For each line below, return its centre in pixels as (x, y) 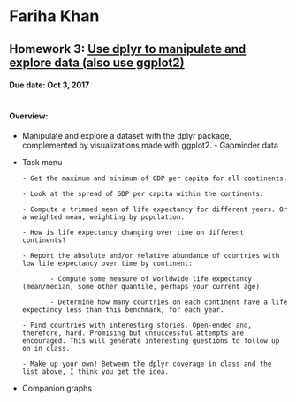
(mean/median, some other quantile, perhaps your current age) (141, 286)
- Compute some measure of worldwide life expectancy (151, 279)
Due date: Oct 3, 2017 (49, 85)
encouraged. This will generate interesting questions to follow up (151, 341)
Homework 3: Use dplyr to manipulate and (128, 49)
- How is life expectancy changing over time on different (133, 232)
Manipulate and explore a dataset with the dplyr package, (127, 135)
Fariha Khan (54, 16)
